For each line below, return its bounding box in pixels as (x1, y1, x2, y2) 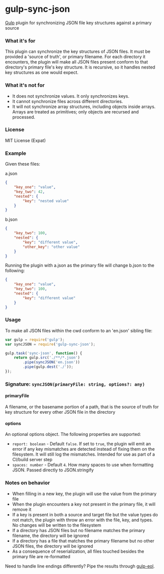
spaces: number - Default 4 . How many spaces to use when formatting (12, 462, 154, 468)
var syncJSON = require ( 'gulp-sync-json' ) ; (5, 342, 96, 347)
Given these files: (5, 161, 40, 167)
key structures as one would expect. (5, 70, 79, 75)
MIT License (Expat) (5, 137, 46, 143)
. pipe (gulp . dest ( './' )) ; (23, 364, 74, 369)
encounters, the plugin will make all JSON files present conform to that (5, 59, 148, 65)
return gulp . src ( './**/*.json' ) (14, 355, 80, 360)
